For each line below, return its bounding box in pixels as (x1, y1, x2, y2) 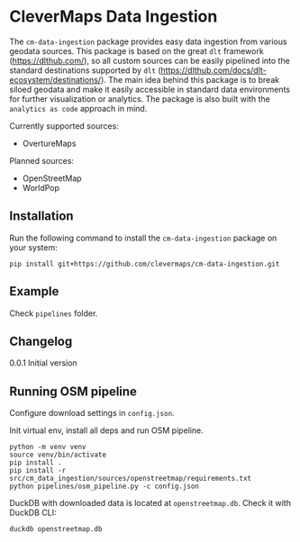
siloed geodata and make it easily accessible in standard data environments (9, 84, 291, 95)
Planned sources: (9, 155, 75, 166)
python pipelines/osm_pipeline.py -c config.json (9, 482, 200, 492)
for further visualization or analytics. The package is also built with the (9, 93, 270, 104)
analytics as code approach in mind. (9, 103, 148, 113)
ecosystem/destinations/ (9, 74, 102, 85)
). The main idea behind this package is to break (100, 74, 280, 85)
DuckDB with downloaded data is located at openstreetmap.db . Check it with (9, 498, 291, 509)
